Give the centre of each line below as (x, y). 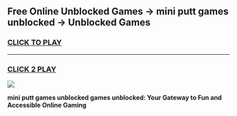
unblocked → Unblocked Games (79, 23)
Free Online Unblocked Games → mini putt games (118, 12)
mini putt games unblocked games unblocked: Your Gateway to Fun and (115, 97)
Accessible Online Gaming (47, 105)
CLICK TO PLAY (35, 43)
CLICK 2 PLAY (32, 69)
